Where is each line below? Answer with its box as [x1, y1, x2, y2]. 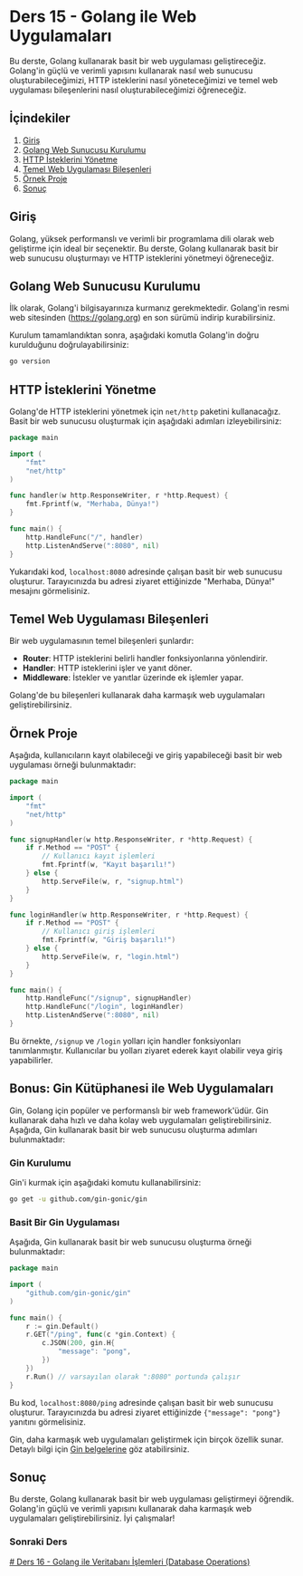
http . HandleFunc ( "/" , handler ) [25, 533, 144, 542]
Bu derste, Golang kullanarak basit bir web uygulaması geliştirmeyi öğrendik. [9, 1494, 295, 1504]
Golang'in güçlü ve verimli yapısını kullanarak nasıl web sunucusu [9, 65, 253, 76]
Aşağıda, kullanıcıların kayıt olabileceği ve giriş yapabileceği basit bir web [9, 750, 283, 761]
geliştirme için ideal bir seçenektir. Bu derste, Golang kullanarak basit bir [9, 243, 279, 254]
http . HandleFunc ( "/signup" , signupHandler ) [25, 994, 193, 1003]
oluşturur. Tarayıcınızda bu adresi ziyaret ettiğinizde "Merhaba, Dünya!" [9, 575, 276, 586]
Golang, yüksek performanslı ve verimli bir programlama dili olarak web [9, 233, 275, 244]
